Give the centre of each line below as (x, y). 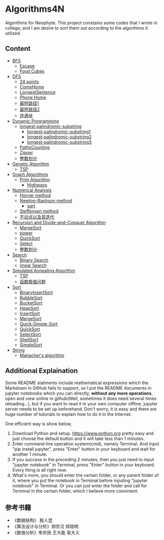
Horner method (35, 195)
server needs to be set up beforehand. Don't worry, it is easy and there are (81, 409)
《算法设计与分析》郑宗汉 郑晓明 (45, 527)
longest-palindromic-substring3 (59, 142)
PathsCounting (35, 147)
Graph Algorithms (30, 174)
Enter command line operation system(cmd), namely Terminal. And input (86, 444)
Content (18, 49)
